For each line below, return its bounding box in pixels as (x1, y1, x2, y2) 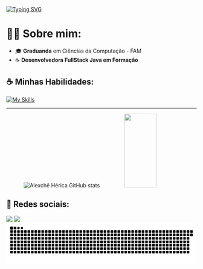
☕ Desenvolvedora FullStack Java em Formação (14, 56, 138, 63)
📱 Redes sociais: (6, 199, 69, 210)
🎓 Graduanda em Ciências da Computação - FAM (14, 47, 142, 54)
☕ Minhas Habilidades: (6, 77, 94, 87)
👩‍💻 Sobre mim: (6, 27, 82, 41)
